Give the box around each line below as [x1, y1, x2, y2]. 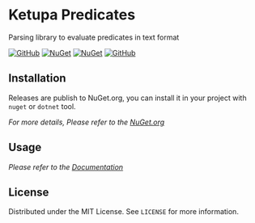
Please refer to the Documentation [8, 162, 124, 171]
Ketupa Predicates [8, 6, 136, 24]
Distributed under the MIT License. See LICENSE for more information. [8, 207, 239, 217]
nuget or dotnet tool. [8, 101, 76, 111]
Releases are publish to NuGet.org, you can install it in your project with [8, 93, 247, 103]
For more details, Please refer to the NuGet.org [8, 117, 165, 127]
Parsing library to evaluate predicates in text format [8, 32, 180, 42]
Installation [8, 71, 66, 86]
